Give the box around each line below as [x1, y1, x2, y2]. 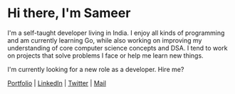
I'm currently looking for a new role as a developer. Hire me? [7, 65, 184, 73]
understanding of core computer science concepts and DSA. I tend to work [7, 43, 228, 52]
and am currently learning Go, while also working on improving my [7, 36, 202, 44]
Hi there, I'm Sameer [7, 5, 131, 21]
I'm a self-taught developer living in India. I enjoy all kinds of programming [7, 28, 225, 37]
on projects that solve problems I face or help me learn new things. [7, 51, 204, 60]
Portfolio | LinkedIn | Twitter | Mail [7, 78, 107, 87]
